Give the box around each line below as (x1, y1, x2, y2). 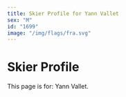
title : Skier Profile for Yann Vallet (7, 10, 119, 17)
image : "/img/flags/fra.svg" (7, 29, 91, 37)
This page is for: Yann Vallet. (7, 82, 89, 91)
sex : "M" (7, 17, 33, 24)
